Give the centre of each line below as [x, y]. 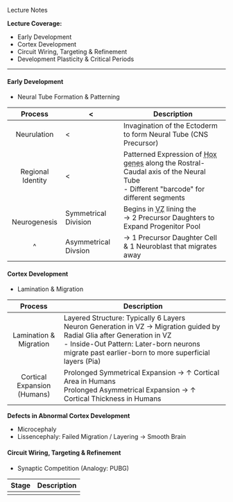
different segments [155, 198]
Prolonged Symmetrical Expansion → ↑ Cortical [141, 373]
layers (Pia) [82, 362]
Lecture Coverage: [35, 23]
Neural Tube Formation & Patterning [68, 97]
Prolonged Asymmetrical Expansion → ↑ [130, 390]
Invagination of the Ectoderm [171, 126]
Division [78, 222]
